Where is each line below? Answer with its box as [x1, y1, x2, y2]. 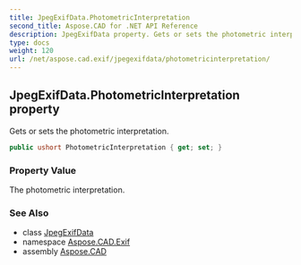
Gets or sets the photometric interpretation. [9, 125, 169, 136]
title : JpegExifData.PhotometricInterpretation [9, 13, 191, 22]
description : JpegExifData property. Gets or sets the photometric [9, 30, 267, 38]
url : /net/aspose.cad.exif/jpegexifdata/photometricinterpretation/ [9, 55, 271, 64]
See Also [9, 207, 49, 219]
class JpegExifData [21, 227, 94, 238]
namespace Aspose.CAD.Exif [21, 236, 131, 247]
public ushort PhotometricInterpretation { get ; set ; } [9, 142, 222, 152]
